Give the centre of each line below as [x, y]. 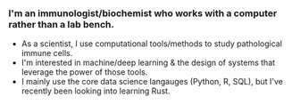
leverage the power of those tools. [84, 72]
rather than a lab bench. [62, 24]
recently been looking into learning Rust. [96, 91]
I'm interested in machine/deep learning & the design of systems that [148, 63]
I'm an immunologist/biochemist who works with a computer [143, 13]
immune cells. [47, 53]
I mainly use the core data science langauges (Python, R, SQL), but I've [152, 82]
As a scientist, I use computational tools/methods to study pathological [152, 44]
